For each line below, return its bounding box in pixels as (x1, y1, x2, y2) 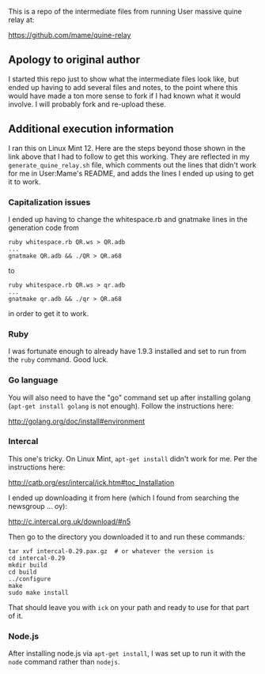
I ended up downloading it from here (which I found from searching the (8, 493, 240, 503)
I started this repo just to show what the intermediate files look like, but (8, 74, 240, 84)
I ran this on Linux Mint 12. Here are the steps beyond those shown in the (8, 143, 246, 152)
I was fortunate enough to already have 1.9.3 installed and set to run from (8, 347, 247, 356)
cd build (8, 568, 37, 576)
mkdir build (8, 561, 47, 569)
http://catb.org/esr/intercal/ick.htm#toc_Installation (8, 477, 175, 487)
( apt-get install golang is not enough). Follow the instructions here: (8, 401, 234, 410)
